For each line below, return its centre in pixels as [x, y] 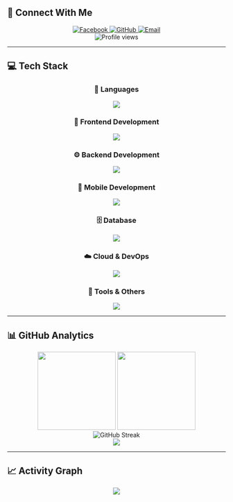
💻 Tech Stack [38, 66]
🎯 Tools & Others [116, 291]
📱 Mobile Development [116, 187]
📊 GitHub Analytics [51, 335]
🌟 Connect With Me [50, 13]
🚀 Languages [116, 90]
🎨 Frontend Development [116, 122]
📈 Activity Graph [45, 471]
